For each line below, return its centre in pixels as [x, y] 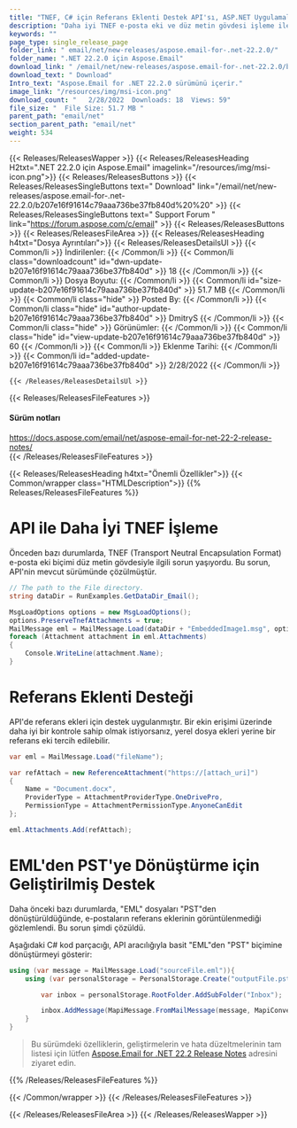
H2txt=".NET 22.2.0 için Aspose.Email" [80, 167]
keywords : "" [33, 34]
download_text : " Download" [61, 75]
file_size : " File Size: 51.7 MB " [76, 108]
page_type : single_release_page [69, 42]
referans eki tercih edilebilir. [60, 740]
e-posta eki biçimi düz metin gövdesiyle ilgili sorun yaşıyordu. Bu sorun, [140, 563]
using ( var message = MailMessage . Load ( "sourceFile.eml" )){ [122, 970]
